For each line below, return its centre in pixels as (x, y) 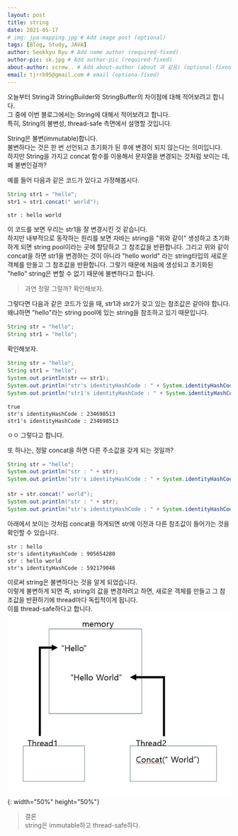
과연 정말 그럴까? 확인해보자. (64, 289)
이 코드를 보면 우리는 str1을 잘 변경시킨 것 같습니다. (78, 230)
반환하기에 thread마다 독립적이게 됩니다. (82, 599)
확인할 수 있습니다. (33, 532)
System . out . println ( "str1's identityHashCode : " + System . (98, 393)
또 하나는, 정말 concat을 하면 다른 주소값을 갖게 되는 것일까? (91, 450)
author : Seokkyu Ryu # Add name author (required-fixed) (93, 52)
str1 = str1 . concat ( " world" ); (53, 202)
